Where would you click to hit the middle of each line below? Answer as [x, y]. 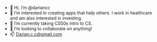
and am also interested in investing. [46, 18]
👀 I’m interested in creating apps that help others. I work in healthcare [81, 13]
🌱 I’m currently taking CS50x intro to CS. [51, 23]
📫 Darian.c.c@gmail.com [36, 34]
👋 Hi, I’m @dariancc [30, 8]
